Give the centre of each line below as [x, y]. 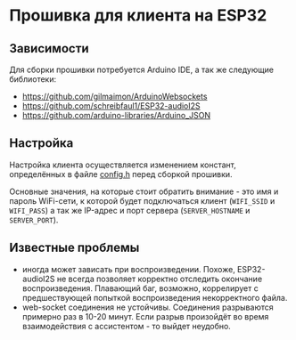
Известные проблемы [74, 248]
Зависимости [49, 49]
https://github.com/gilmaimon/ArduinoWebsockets [115, 96]
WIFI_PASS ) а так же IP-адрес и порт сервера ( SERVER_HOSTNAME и [130, 210]
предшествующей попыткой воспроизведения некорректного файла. [155, 297]
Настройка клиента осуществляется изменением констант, [123, 165]
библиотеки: [33, 79]
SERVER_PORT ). [34, 220]
